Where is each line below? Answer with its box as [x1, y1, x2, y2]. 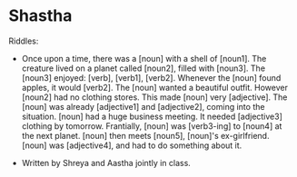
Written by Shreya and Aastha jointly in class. [21, 157, 192, 168]
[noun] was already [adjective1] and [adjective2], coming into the [21, 101, 265, 112]
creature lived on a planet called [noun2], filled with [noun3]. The [21, 63, 265, 74]
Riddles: [8, 35, 39, 46]
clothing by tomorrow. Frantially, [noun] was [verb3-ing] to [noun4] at [21, 120, 282, 132]
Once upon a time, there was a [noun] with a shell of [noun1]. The [21, 53, 267, 64]
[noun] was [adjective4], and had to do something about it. [21, 140, 243, 151]
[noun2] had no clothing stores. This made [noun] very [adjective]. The [21, 92, 288, 103]
